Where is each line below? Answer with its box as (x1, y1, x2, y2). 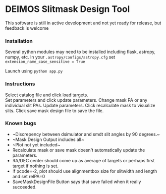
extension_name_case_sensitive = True (5, 60, 85, 65)
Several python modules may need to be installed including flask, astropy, (5, 49, 156, 55)
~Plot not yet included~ (12, 141, 60, 147)
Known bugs (5, 120, 36, 127)
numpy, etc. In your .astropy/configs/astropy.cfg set (5, 54, 115, 60)
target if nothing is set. (12, 163, 58, 169)
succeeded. (12, 184, 37, 190)
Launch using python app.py (5, 68, 63, 74)
